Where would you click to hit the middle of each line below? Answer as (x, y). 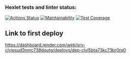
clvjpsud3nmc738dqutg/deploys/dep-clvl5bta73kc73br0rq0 (65, 50)
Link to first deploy (34, 33)
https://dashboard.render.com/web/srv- (45, 45)
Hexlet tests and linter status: (41, 7)
